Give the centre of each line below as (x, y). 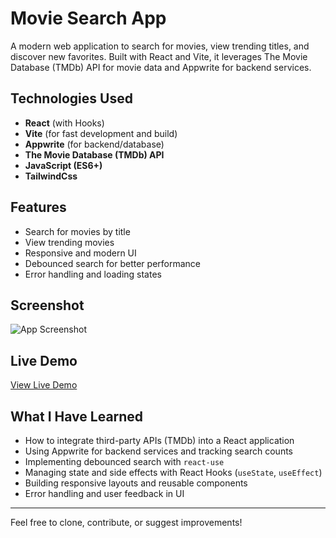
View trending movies (69, 242)
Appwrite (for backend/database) (94, 144)
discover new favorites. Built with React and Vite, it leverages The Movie (159, 56)
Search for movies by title (77, 231)
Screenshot (47, 305)
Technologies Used (71, 98)
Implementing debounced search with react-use (124, 461)
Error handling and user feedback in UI (104, 493)
